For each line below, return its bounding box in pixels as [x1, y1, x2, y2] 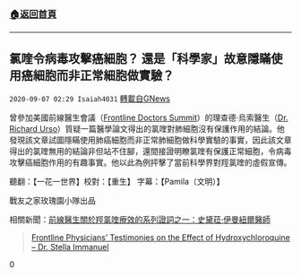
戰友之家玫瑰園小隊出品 [9, 195, 96, 206]
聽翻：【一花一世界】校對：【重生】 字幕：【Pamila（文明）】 [9, 177, 225, 187]
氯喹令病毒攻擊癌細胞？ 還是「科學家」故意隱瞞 [9, 51, 271, 66]
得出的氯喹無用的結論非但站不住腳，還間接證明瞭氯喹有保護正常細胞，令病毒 [9, 146, 292, 157]
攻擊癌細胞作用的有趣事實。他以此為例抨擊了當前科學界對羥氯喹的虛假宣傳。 [9, 157, 292, 168]
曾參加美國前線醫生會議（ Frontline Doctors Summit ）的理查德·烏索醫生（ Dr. [9, 112, 288, 123]
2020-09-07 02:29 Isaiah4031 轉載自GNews [9, 93, 170, 104]
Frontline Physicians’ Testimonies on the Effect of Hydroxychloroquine [30, 232, 291, 243]
